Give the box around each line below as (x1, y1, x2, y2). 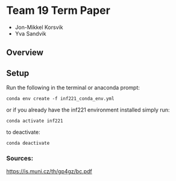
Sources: (6, 154, 34, 163)
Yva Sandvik (14, 30, 46, 37)
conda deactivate (6, 140, 50, 147)
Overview (6, 48, 44, 58)
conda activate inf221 (6, 118, 63, 124)
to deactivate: (6, 129, 40, 136)
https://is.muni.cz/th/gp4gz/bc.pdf (6, 168, 92, 175)
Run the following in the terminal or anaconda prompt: (6, 84, 140, 91)
